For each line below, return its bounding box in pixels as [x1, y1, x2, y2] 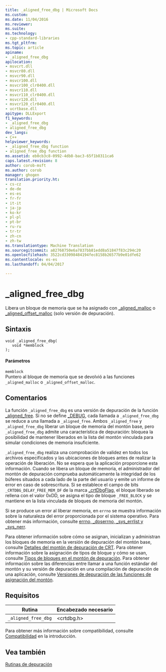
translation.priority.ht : [5, 177, 60, 182]
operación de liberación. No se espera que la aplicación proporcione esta [5, 460, 158, 466]
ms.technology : [5, 31, 37, 36]
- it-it [5, 201, 22, 206]
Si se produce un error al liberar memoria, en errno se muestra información [5, 507, 161, 513]
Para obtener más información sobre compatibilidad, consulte [5, 628, 134, 634]
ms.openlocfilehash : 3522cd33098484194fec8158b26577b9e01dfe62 [5, 252, 141, 257]
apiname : [5, 50, 24, 55]
